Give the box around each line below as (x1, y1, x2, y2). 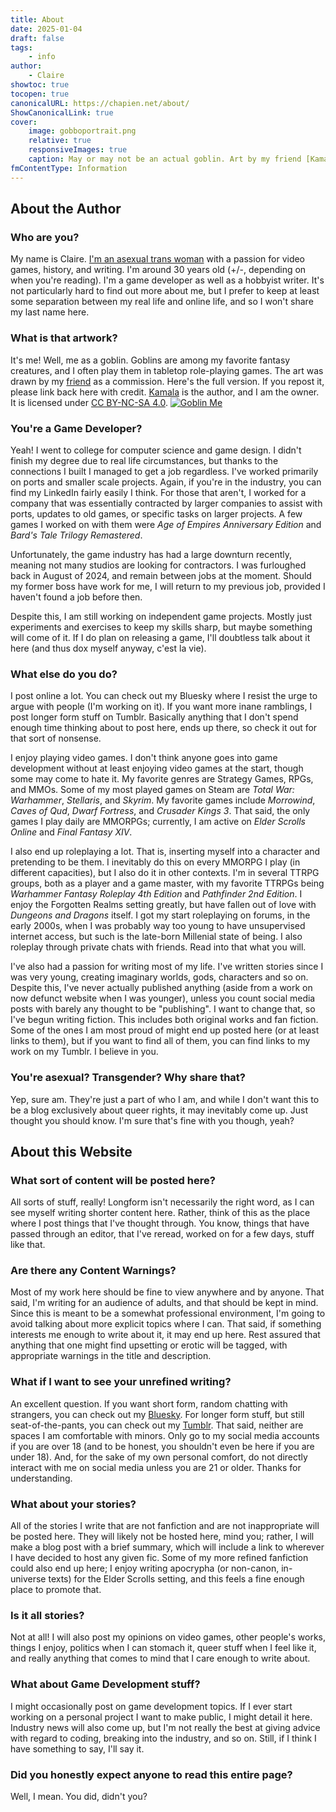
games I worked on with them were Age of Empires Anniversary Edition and (10, 518, 322, 530)
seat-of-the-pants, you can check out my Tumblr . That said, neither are (10, 1419, 304, 1431)
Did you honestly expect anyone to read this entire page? (10, 1767, 293, 1781)
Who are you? (10, 230, 80, 244)
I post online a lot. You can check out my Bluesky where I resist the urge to (10, 690, 318, 702)
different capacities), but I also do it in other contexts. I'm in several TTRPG (10, 867, 320, 879)
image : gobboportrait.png (28, 126, 137, 136)
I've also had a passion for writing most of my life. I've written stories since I (10, 961, 324, 973)
